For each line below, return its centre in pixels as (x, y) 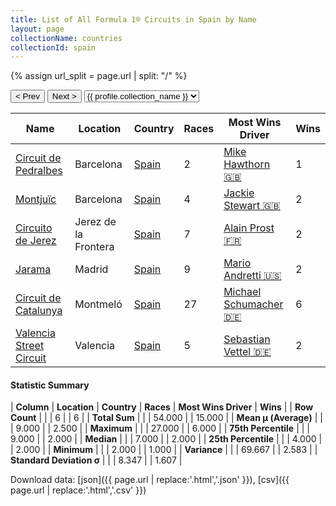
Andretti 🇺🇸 (252, 276)
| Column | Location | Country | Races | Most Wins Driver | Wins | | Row (162, 407)
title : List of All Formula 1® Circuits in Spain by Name (133, 19)
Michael (242, 292)
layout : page (37, 29)
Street (30, 346)
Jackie (239, 193)
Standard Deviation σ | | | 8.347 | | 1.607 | (96, 460)
